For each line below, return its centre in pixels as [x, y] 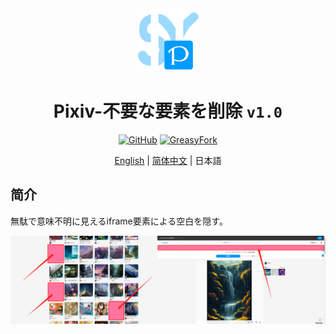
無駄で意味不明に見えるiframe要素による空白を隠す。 [119, 221]
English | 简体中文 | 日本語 [168, 160]
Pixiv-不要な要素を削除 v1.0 [168, 111]
